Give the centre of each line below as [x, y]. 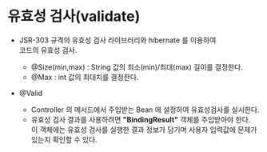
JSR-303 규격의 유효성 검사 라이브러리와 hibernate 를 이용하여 [118, 40]
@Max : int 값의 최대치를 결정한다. [85, 77]
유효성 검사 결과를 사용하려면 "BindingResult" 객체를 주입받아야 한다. [141, 119]
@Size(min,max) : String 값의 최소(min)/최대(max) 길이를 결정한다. [137, 67]
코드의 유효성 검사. [48, 50]
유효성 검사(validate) [74, 16]
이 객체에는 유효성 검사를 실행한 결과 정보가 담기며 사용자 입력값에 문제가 [144, 130]
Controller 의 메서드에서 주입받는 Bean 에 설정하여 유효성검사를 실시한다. [145, 110]
